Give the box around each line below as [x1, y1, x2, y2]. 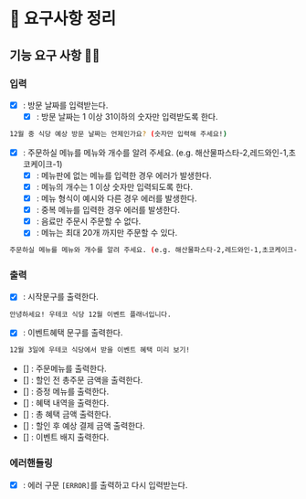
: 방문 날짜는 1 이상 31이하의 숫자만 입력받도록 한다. [36, 111, 218, 122]
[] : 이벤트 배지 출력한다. [22, 431, 110, 443]
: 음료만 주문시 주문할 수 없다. [36, 216, 142, 227]
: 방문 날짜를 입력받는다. [22, 100, 109, 111]
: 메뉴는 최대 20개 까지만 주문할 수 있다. [36, 228, 178, 239]
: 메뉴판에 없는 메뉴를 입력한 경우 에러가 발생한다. [36, 170, 212, 181]
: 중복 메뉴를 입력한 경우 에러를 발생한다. [36, 205, 181, 216]
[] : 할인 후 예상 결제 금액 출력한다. [22, 420, 146, 431]
